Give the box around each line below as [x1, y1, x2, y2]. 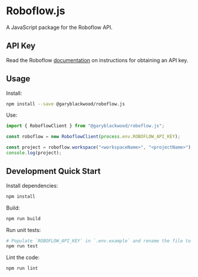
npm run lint [6, 265, 38, 272]
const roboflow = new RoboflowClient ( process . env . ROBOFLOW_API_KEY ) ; [6, 134, 181, 140]
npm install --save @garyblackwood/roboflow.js [6, 101, 126, 107]
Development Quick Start [6, 166, 101, 176]
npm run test [6, 243, 38, 249]
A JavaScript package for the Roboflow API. [6, 24, 113, 31]
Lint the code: [6, 254, 40, 261]
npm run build [6, 215, 41, 221]
